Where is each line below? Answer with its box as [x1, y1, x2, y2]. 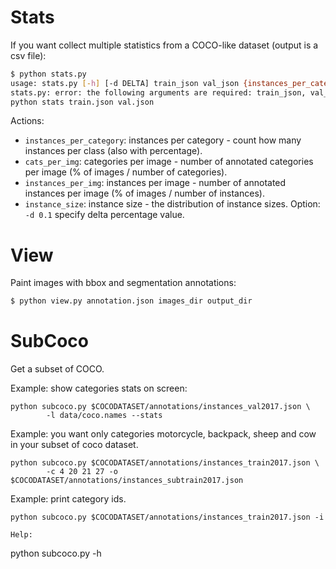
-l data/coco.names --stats [46, 411, 163, 421]
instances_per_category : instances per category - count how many [24, 134, 302, 146]
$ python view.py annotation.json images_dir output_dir [10, 296, 253, 306]
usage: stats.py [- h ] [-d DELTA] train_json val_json [10, 78, 240, 88]
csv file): [10, 49, 47, 61]
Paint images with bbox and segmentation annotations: [10, 277, 237, 289]
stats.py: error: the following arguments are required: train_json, [10, 87, 307, 98]
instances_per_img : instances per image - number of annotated [24, 177, 287, 189]
